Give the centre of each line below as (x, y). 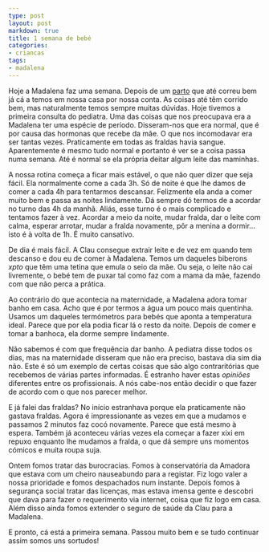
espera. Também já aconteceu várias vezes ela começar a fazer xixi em (126, 432)
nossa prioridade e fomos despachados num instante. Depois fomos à (124, 482)
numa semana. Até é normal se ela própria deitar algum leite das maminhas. (134, 159)
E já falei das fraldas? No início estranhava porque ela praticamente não (127, 407)
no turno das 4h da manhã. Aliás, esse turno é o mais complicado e (120, 209)
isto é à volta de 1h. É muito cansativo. (71, 234)
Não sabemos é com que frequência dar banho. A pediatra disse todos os (130, 349)
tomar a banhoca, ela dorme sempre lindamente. (89, 333)
